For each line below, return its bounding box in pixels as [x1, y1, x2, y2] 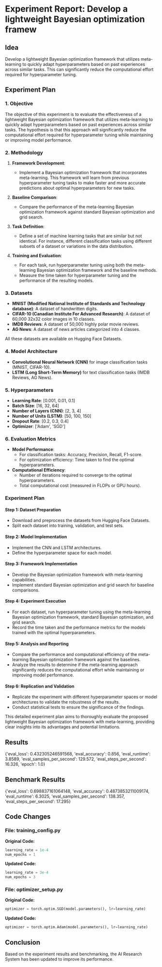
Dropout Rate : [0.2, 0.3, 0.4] [12, 418, 69, 424]
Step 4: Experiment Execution [5, 598, 66, 604]
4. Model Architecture [5, 348, 58, 355]
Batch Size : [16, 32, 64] [12, 403, 59, 409]
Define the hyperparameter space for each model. [12, 550, 112, 556]
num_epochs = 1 [5, 852, 36, 857]
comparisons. [12, 587, 40, 593]
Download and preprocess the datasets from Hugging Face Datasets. [12, 518, 150, 524]
